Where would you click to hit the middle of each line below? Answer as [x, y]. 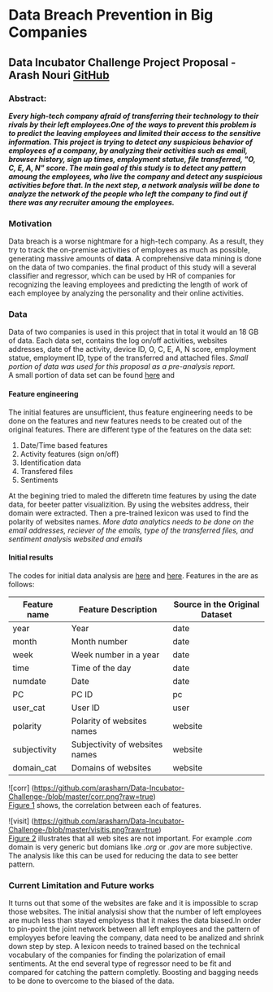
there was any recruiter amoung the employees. [91, 202]
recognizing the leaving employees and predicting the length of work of [128, 285]
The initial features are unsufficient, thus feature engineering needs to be [131, 412]
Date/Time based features [64, 445]
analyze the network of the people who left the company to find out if [128, 194]
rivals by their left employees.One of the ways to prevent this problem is [133, 125]
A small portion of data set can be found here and [91, 375]
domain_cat [35, 767]
